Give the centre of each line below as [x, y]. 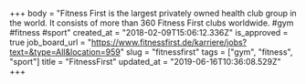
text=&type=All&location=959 [65, 52]
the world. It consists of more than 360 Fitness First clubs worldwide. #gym [152, 23]
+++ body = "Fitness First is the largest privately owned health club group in [153, 13]
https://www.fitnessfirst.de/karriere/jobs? [169, 42]
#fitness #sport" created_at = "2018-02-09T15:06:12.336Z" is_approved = [149, 32]
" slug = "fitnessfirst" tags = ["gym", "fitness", [206, 52]
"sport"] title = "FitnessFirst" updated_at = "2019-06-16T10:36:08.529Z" [145, 62]
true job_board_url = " [51, 42]
